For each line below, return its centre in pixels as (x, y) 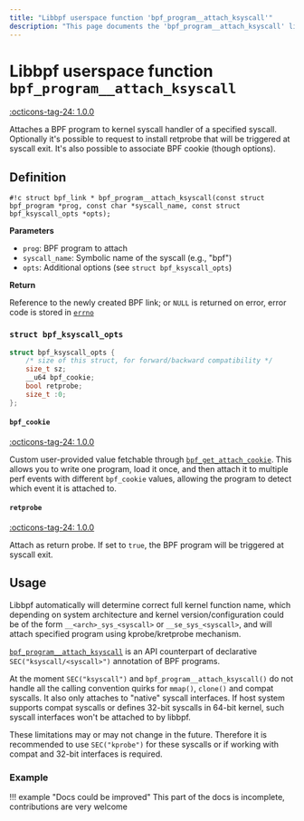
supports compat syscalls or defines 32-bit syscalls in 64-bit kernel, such (147, 707)
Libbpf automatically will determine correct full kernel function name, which (150, 604)
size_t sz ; (46, 369)
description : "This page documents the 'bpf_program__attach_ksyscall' (147, 26)
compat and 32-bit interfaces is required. (86, 754)
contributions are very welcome (69, 807)
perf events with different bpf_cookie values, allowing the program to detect (151, 478)
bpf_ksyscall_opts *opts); (60, 214)
